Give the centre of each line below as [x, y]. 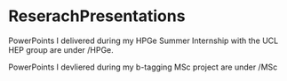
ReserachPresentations [97, 16]
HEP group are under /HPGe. [61, 49]
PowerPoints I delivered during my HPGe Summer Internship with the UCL [143, 40]
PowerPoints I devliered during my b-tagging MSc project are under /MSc [143, 67]
